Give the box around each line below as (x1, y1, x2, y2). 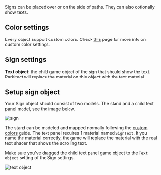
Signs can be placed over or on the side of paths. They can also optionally (5, 4, 155, 10)
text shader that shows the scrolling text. (5, 140, 87, 146)
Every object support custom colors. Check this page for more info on (5, 36, 146, 42)
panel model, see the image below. (5, 106, 75, 112)
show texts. (5, 9, 28, 15)
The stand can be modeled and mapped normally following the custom (5, 125, 148, 131)
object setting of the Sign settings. (5, 155, 75, 161)
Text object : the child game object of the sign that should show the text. (5, 68, 151, 75)
